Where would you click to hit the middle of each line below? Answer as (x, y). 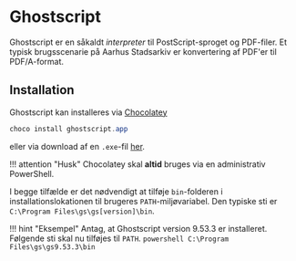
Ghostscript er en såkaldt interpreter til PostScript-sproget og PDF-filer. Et (148, 42)
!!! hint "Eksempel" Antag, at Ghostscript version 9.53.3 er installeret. (138, 228)
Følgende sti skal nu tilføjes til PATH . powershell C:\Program (119, 238)
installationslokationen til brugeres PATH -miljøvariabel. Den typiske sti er (143, 201)
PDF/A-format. (37, 61)
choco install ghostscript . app (69, 129)
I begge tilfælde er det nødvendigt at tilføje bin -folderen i (116, 191)
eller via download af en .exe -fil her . (77, 146)
